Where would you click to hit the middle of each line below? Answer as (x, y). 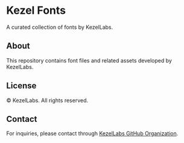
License (21, 86)
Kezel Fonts (36, 11)
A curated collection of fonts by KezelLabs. (60, 27)
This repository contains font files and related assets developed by (89, 60)
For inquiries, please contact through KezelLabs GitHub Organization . (92, 133)
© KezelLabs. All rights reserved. (47, 100)
